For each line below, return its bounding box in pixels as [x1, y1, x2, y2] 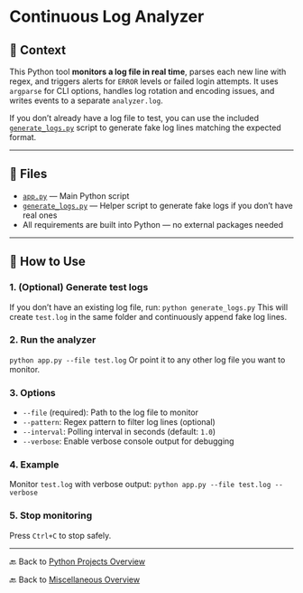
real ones [22, 210, 58, 221]
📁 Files [9, 166, 48, 182]
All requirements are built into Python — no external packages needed [22, 219, 284, 230]
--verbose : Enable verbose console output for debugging [22, 436, 234, 447]
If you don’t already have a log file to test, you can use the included [9, 113, 260, 123]
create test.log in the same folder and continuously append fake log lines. [9, 311, 287, 322]
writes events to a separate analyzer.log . [9, 95, 164, 106]
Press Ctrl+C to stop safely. [9, 530, 112, 541]
